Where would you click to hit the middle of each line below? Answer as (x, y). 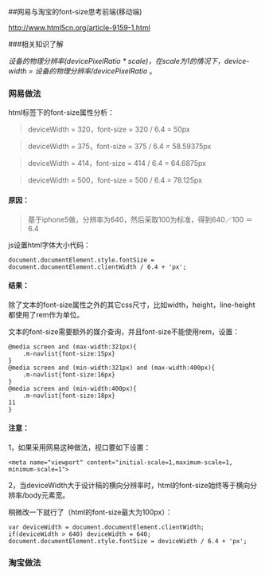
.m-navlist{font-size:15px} (69, 353)
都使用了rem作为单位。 (46, 314)
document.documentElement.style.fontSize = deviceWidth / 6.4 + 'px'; (128, 541)
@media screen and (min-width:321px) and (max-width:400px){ (112, 368)
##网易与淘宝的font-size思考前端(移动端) (75, 12)
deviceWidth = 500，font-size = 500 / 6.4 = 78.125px (115, 180)
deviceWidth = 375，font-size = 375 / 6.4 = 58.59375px (119, 147)
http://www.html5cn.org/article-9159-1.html (80, 28)
